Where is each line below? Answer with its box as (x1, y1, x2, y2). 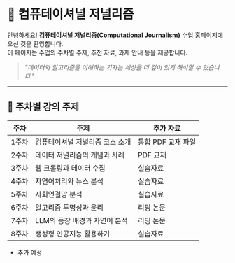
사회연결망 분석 (34, 190, 83, 199)
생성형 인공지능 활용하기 (34, 229, 111, 239)
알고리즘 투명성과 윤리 (34, 202, 104, 212)
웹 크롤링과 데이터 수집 (34, 163, 106, 173)
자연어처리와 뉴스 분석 (34, 176, 104, 186)
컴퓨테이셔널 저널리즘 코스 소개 (34, 137, 131, 147)
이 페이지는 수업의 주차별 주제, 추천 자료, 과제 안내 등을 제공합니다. (7, 48, 188, 57)
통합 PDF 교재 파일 (137, 137, 197, 147)
